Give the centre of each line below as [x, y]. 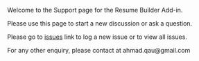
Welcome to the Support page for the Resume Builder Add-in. [95, 10]
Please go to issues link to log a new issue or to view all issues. [97, 37]
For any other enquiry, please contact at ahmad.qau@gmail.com [99, 50]
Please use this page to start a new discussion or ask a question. [100, 23]
